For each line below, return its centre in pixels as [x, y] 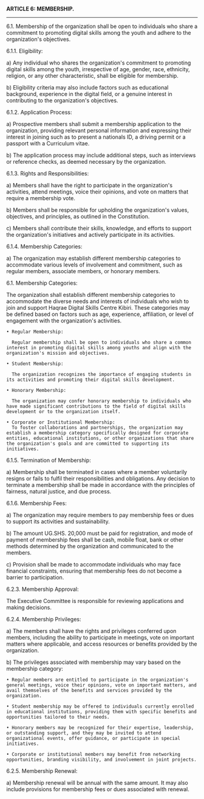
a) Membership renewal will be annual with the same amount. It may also [97, 783]
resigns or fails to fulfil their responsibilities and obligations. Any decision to [101, 478]
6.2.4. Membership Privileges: [44, 619]
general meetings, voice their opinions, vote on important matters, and [102, 685]
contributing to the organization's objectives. [62, 100]
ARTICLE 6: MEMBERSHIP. [40, 9]
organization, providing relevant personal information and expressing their [99, 131]
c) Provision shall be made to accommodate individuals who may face [93, 564]
